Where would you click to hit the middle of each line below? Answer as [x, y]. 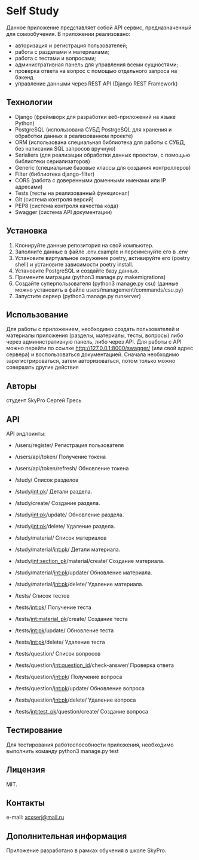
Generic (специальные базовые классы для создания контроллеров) [103, 167]
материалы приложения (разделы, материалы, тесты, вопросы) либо [95, 335]
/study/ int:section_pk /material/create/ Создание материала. [90, 561]
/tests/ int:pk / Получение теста [53, 607]
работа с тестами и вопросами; [56, 58]
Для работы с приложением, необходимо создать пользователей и [93, 329]
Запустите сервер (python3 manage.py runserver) [78, 296]
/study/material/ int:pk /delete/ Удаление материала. [79, 584]
